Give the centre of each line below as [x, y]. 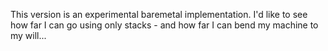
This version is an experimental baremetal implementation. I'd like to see [159, 14]
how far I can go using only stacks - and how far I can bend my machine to [164, 25]
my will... [28, 35]
